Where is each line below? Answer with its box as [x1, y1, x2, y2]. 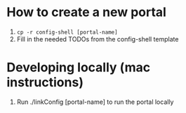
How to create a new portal [6, 4, 166, 20]
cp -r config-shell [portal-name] [16, 29, 118, 36]
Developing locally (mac [6, 60, 151, 76]
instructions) [6, 74, 84, 91]
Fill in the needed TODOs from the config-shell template [16, 34, 179, 43]
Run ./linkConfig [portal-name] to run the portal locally [16, 98, 174, 106]
